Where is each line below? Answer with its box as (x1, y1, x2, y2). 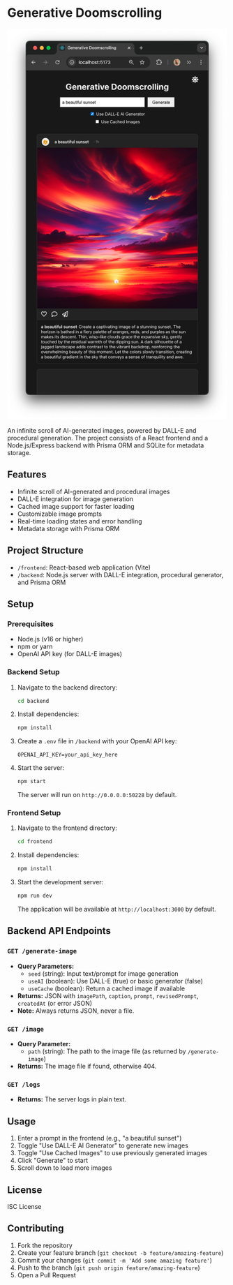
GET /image (7, 1025, 44, 1033)
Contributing (7, 1223, 64, 1235)
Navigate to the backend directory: (17, 683, 118, 692)
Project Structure (7, 544, 84, 556)
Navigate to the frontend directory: (17, 824, 117, 832)
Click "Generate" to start (17, 1157, 89, 1165)
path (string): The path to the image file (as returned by (27, 1047, 186, 1055)
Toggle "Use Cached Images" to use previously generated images (17, 1149, 208, 1157)
